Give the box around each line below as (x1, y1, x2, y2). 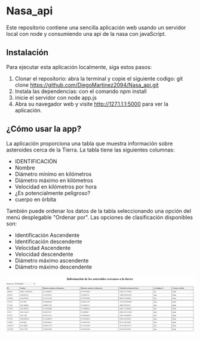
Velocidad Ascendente (14, 244, 71, 251)
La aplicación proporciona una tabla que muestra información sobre (6, 140, 173, 147)
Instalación (6, 48, 49, 58)
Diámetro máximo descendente (14, 263, 93, 270)
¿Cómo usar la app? (6, 124, 82, 134)
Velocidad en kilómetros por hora (14, 183, 97, 190)
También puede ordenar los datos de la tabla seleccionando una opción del (6, 207, 192, 214)
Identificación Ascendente (14, 231, 80, 239)
